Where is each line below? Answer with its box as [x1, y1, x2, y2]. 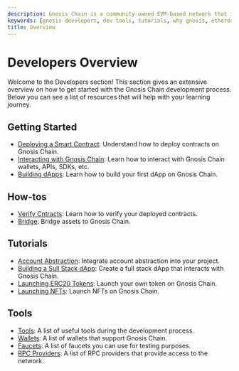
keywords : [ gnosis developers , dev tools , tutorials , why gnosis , [7, 17, 208, 24]
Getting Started [7, 121, 78, 133]
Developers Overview [7, 54, 139, 70]
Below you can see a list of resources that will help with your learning [7, 93, 211, 102]
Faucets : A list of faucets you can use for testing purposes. [17, 341, 191, 350]
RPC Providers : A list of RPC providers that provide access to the [17, 349, 208, 357]
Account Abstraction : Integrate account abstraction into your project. [17, 257, 221, 265]
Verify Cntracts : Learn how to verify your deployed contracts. [17, 209, 198, 217]
